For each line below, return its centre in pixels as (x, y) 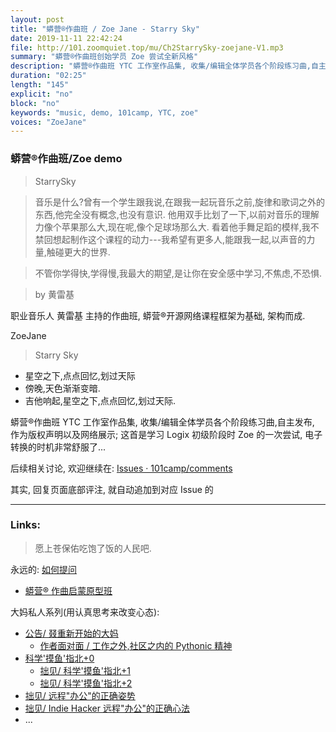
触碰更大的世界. (78, 252)
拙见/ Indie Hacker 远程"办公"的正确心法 (107, 708)
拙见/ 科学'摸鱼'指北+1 (85, 670)
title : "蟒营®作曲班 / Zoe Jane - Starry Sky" (105, 29)
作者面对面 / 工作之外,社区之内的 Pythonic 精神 (136, 645)
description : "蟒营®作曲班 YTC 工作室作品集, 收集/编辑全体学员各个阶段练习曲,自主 (168, 66)
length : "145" (40, 85)
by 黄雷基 (54, 294)
